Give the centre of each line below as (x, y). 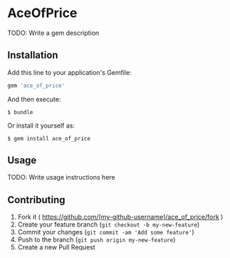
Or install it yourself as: (41, 125)
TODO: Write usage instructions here (61, 177)
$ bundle (20, 112)
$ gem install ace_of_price (49, 138)
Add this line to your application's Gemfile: (69, 72)
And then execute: (34, 99)
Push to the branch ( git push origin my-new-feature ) (96, 239)
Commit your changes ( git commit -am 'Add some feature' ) (106, 232)
